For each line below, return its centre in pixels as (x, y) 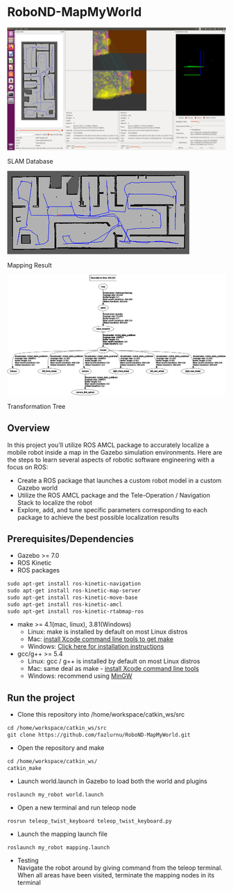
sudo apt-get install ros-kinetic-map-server (74, 591)
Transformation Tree (36, 406)
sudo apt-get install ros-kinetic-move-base (72, 598)
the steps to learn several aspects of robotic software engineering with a (111, 460)
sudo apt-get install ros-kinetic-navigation (74, 584)
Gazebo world (37, 488)
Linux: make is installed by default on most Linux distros (107, 632)
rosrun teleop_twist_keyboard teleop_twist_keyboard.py (89, 821)
